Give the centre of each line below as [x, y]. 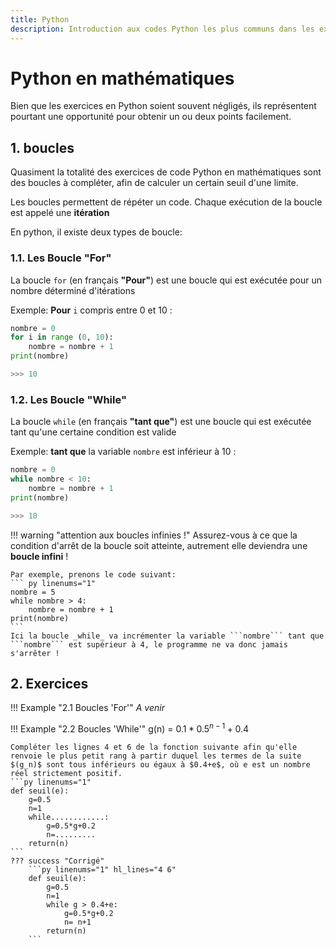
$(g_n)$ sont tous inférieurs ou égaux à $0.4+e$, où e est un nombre [160, 765]
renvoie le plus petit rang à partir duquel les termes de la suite [156, 756]
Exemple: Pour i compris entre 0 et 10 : [91, 310]
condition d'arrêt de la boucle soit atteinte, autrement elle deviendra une [159, 545]
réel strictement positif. [66, 774]
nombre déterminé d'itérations [73, 290]
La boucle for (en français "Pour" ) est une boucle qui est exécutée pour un [166, 280]
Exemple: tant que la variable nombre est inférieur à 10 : [123, 452]
